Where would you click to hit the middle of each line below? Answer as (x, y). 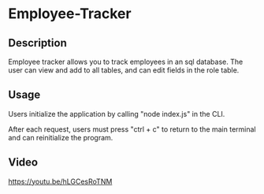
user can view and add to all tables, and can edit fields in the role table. (124, 70)
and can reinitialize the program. (61, 137)
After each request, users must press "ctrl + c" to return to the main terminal (132, 129)
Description (37, 43)
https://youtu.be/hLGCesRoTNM (60, 181)
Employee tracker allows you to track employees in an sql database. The (126, 62)
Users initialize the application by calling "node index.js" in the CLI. (117, 114)
